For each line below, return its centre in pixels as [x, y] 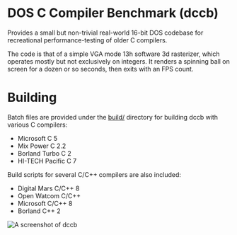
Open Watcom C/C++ [49, 195]
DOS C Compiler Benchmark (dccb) [113, 13]
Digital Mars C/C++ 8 [48, 188]
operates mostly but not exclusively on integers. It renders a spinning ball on [118, 61]
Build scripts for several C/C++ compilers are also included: [94, 174]
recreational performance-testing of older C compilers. [87, 40]
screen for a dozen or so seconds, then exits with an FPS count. [100, 69]
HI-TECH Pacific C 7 [47, 161]
